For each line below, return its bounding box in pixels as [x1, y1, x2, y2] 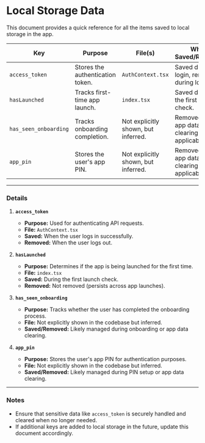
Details [6, 194, 28, 202]
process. [24, 312, 47, 320]
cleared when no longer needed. [15, 416, 98, 423]
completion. [74, 132, 109, 141]
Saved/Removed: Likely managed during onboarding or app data [24, 325, 189, 333]
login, [174, 70, 191, 79]
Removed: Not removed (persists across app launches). [24, 282, 166, 290]
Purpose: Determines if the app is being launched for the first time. [24, 263, 193, 270]
